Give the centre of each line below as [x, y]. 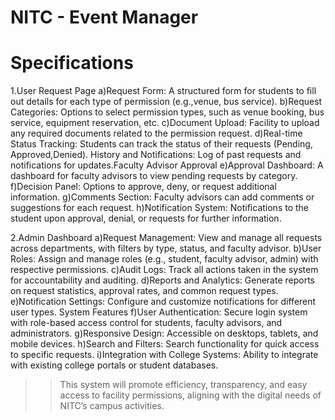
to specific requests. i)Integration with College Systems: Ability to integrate [164, 355]
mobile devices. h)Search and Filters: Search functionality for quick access [165, 344]
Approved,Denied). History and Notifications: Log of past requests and [156, 155]
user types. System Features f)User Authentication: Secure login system [159, 312]
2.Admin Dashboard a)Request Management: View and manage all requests [166, 238]
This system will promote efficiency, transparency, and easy [183, 385]
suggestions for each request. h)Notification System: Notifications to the [160, 208]
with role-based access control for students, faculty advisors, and [146, 323]
